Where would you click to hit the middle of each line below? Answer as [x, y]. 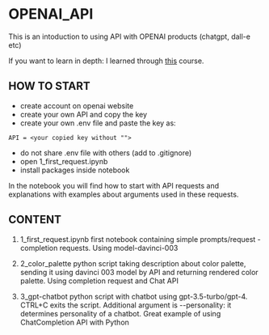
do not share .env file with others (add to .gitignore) [106, 153]
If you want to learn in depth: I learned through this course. [106, 61]
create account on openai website [77, 105]
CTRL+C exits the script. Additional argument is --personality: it [126, 305]
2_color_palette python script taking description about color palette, [133, 263]
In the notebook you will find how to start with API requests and [114, 185]
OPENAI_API [51, 14]
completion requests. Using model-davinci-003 [99, 248]
